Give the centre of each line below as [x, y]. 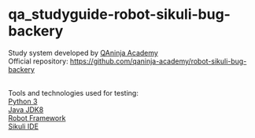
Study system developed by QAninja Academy [83, 53]
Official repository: [38, 61]
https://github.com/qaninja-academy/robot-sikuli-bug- [158, 61]
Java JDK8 [26, 109]
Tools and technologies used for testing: [74, 93]
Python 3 [23, 101]
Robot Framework [37, 118]
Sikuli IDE [24, 126]
